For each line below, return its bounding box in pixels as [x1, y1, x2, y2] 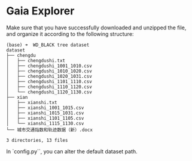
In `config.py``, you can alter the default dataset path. [6, 148, 138, 155]
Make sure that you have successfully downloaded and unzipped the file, [6, 24, 187, 31]
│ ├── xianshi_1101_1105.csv [6, 115, 84, 121]
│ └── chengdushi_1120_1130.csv [6, 89, 93, 95]
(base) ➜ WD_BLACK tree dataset [6, 42, 90, 48]
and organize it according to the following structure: [6, 30, 134, 37]
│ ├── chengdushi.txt [6, 57, 66, 63]
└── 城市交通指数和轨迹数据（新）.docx [6, 127, 93, 133]
